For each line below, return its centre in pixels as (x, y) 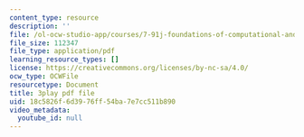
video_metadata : (40, 110)
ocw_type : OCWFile (44, 77)
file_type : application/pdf (62, 51)
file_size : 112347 (44, 43)
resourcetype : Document (54, 85)
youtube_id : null (50, 118)
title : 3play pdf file (52, 93)
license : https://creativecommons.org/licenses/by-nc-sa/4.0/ (129, 68)
